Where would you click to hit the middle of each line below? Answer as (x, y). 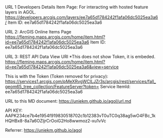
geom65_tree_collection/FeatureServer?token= (52, 86)
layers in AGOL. (21, 12)
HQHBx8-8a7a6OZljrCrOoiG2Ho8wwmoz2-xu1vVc (56, 121)
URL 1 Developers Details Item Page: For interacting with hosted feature (77, 7)
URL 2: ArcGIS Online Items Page (38, 32)
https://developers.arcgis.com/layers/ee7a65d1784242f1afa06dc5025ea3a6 (81, 17)
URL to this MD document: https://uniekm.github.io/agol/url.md (68, 101)
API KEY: (14, 110)
